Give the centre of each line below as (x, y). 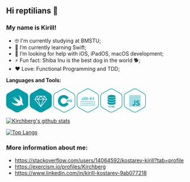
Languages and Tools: (34, 80)
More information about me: (47, 147)
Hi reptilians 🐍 (32, 11)
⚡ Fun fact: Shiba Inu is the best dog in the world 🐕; (77, 60)
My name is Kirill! (31, 28)
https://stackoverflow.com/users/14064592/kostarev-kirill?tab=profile (99, 160)
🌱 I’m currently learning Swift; (51, 47)
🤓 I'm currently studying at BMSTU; (58, 40)
